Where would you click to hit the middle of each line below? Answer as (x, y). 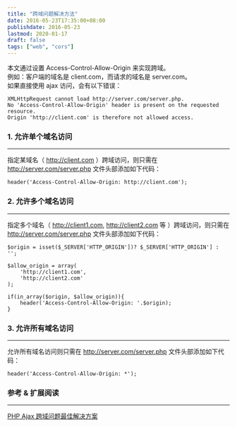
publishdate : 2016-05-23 (44, 27)
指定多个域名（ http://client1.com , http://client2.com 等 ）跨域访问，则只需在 (119, 224)
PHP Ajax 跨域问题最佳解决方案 (53, 416)
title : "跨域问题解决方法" (43, 14)
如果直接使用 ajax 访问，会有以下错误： (65, 85)
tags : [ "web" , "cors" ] (41, 47)
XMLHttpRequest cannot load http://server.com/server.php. (96, 99)
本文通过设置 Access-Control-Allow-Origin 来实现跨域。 (89, 68)
